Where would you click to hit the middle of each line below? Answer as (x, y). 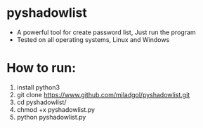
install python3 (38, 87)
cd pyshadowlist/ (41, 102)
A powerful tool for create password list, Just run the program (106, 32)
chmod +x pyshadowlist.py (56, 109)
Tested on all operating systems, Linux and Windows (93, 39)
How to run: (41, 68)
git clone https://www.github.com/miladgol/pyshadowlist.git (103, 94)
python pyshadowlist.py (51, 117)
